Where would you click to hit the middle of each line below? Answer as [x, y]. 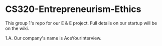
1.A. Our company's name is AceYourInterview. [53, 38]
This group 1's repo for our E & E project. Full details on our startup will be [81, 23]
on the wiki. [17, 28]
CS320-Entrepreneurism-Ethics [73, 9]
